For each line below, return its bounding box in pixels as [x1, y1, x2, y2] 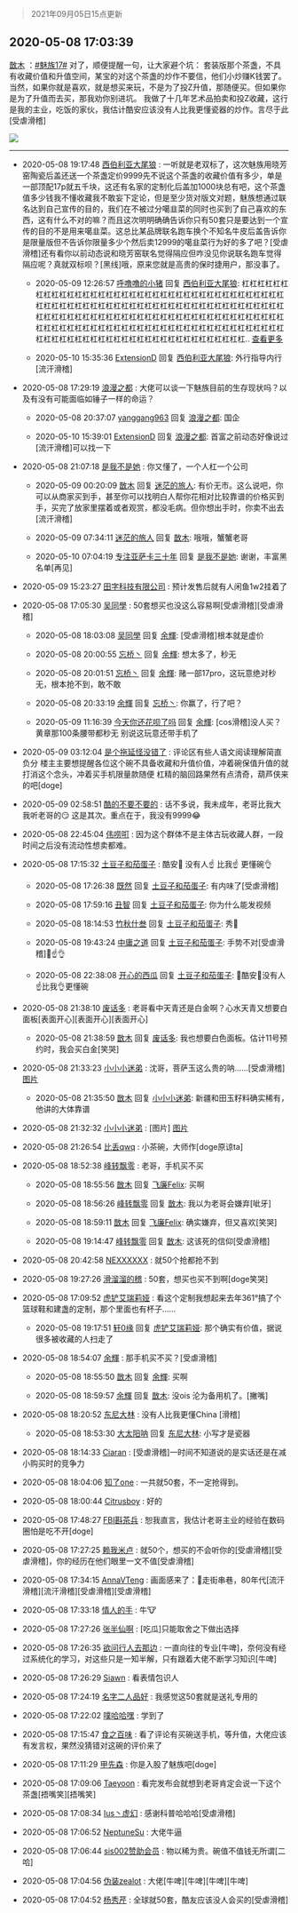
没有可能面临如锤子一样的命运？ [37, 393, 155, 403]
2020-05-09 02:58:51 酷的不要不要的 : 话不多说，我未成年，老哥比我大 [21, 799, 282, 809]
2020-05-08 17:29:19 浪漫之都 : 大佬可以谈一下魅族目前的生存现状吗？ [21, 382, 279, 393]
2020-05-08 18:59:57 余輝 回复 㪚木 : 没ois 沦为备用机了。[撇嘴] [35, 1390, 269, 1400]
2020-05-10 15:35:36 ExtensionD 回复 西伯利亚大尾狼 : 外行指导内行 [35, 352, 282, 363]
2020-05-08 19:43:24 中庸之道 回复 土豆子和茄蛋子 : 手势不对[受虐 [35, 937, 278, 947]
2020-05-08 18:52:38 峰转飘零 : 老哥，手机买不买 [21, 1160, 204, 1171]
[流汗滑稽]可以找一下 [35, 442, 112, 452]
